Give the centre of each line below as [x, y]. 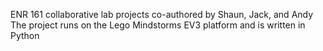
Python [25, 35]
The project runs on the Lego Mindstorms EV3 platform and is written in [158, 25]
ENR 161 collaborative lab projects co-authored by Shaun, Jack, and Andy [162, 14]
